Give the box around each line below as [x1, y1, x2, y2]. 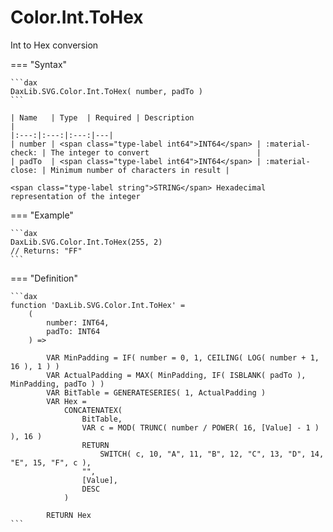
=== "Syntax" [10, 58, 68, 70]
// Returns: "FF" [10, 246, 83, 256]
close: [10, 165, 38, 175]
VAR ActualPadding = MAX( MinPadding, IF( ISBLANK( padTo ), [46, 370, 307, 380]
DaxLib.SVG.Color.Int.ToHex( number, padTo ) [10, 86, 203, 96]
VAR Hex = [46, 396, 87, 406]
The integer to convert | [50, 147, 262, 158]
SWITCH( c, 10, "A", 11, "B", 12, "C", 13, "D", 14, [99, 449, 325, 459]
